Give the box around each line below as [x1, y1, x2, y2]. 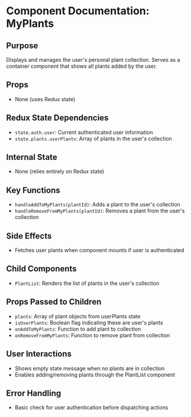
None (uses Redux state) [14, 95, 76, 102]
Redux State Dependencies [6, 113, 109, 123]
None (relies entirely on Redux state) [14, 168, 105, 175]
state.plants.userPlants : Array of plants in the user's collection [14, 135, 172, 142]
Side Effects [6, 231, 52, 241]
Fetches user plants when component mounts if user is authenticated [14, 247, 184, 254]
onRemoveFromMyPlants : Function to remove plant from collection [14, 331, 170, 338]
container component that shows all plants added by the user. [6, 62, 157, 70]
